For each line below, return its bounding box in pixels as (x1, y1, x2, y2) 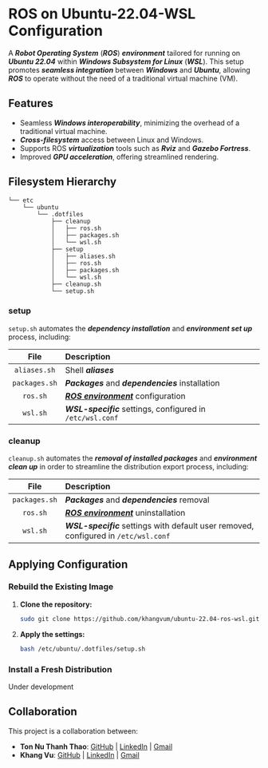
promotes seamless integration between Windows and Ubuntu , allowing (8, 65, 251, 74)
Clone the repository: (19, 600, 93, 609)
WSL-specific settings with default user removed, (65, 521, 254, 532)
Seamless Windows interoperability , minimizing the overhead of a (19, 117, 240, 128)
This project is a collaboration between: (8, 726, 138, 735)
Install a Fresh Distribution (8, 663, 112, 675)
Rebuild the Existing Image (8, 581, 114, 592)
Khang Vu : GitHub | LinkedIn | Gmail (19, 750, 140, 759)
